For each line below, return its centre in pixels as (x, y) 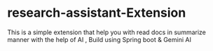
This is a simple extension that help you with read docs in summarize (107, 32)
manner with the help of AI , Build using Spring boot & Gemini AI (99, 39)
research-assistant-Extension (97, 13)
